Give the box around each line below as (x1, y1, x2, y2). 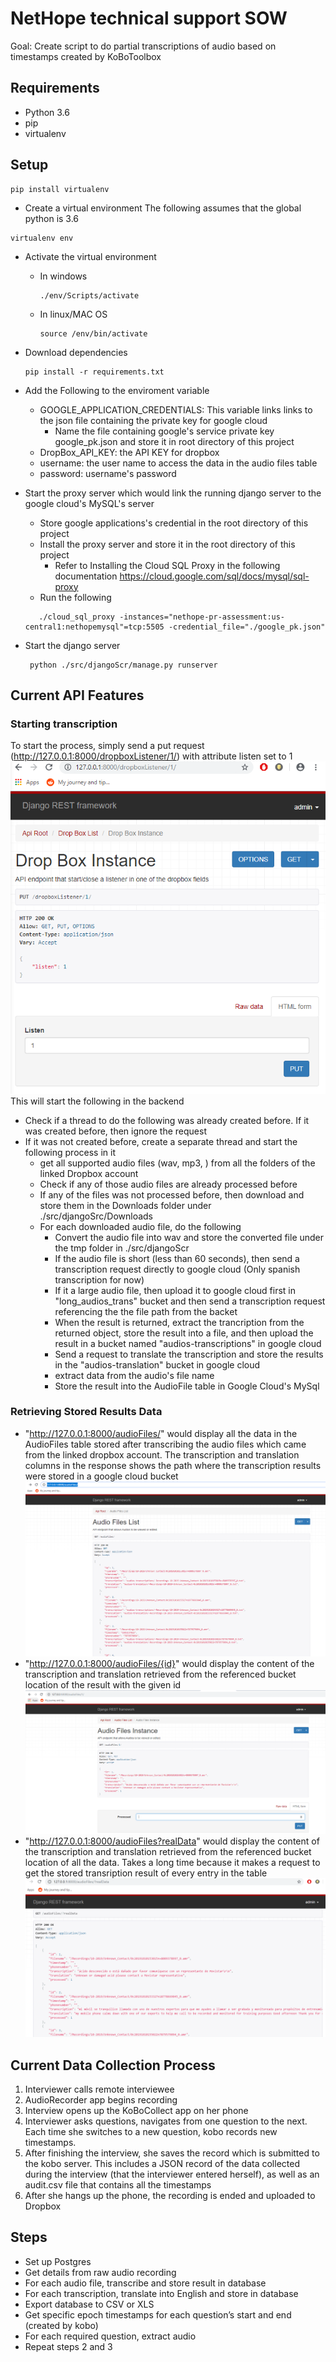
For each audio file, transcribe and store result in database (24, 2277, 267, 2289)
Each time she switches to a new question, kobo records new (24, 2126, 278, 2138)
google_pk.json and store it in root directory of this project (54, 435, 295, 447)
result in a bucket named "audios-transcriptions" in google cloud (54, 1337, 322, 1349)
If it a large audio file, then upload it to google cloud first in (54, 1284, 296, 1296)
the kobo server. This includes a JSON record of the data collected (24, 2158, 300, 2170)
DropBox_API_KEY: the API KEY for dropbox (39, 446, 220, 458)
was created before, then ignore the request (24, 1125, 207, 1137)
